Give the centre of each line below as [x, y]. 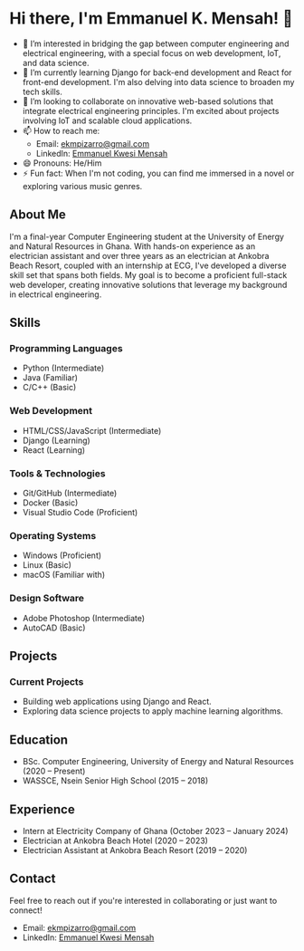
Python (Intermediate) [63, 368]
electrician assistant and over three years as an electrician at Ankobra [139, 255]
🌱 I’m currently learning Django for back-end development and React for [157, 72]
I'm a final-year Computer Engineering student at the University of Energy [147, 236]
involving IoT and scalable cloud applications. [107, 120]
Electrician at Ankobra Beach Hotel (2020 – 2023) [115, 841]
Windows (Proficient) [62, 555]
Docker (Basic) [50, 503]
